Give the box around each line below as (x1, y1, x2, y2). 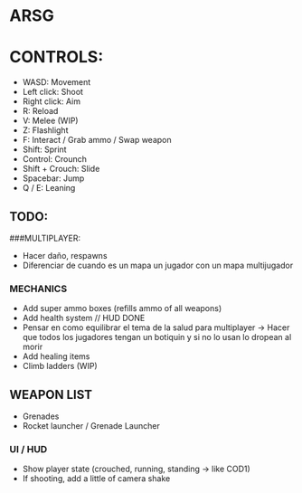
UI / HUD (9, 442, 48, 455)
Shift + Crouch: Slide (22, 164, 100, 175)
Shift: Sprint (22, 144, 67, 155)
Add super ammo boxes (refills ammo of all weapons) (22, 303, 222, 314)
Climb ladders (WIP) (22, 361, 98, 372)
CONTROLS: (9, 47, 104, 68)
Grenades (22, 411, 60, 422)
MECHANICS (9, 282, 68, 295)
